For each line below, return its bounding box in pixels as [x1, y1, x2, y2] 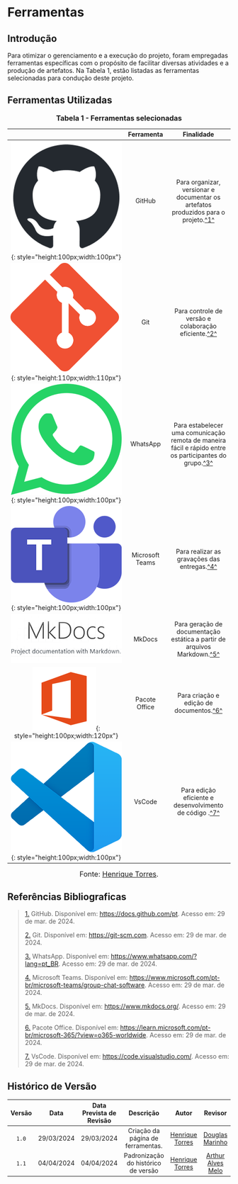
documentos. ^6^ [174, 706, 223, 715]
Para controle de [174, 306, 223, 315]
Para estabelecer [173, 421, 224, 429]
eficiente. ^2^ [179, 329, 217, 337]
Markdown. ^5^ [176, 650, 220, 659]
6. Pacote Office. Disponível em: [24, 1023, 119, 1032]
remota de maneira [171, 436, 227, 444]
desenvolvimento [173, 801, 224, 810]
